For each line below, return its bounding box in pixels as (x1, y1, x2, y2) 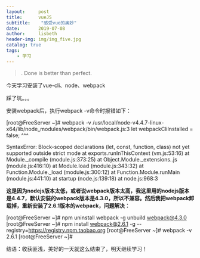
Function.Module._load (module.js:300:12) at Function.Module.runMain (6, 168, 180, 176)
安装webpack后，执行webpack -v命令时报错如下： (6, 107, 131, 114)
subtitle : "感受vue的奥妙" (6, 20, 77, 26)
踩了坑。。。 (6, 94, 33, 101)
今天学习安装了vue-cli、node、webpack (6, 82, 106, 89)
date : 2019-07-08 (6, 25, 66, 32)
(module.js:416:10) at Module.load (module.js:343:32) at (6, 162, 144, 169)
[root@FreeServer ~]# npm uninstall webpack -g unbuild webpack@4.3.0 (6, 214, 187, 221)
